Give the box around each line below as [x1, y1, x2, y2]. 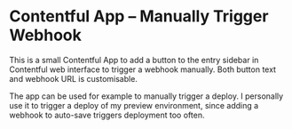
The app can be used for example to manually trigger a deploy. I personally [9, 91, 284, 101]
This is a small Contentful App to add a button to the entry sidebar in [9, 54, 259, 65]
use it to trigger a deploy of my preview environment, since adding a [9, 100, 259, 110]
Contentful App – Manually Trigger [9, 6, 269, 27]
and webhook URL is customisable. [9, 73, 138, 84]
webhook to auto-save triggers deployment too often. [9, 109, 205, 120]
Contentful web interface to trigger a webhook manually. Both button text [9, 64, 277, 75]
